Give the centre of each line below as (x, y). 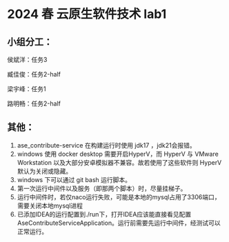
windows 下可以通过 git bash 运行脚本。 (74, 179)
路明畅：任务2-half (34, 103)
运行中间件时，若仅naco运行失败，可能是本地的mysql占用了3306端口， (119, 196)
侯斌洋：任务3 (27, 60)
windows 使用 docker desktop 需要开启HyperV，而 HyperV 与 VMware (118, 154)
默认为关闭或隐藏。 (44, 171)
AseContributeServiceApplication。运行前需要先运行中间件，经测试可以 (119, 223)
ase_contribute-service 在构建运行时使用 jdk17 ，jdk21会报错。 (106, 145)
